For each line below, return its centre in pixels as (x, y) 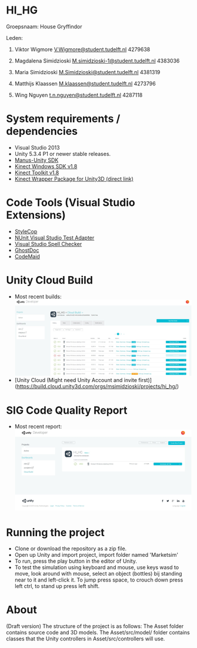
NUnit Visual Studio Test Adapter (54, 237)
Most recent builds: (38, 296)
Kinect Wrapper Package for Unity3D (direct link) (74, 179)
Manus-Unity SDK (36, 160)
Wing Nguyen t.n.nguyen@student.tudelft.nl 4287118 (79, 95)
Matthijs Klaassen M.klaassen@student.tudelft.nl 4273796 (85, 84)
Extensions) (36, 215)
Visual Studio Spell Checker (48, 244)
